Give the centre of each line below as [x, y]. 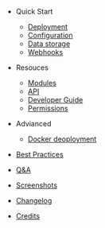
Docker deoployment [62, 139]
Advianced [33, 124]
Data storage [49, 44]
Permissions [48, 108]
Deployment [48, 27]
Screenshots [37, 185]
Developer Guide [55, 100]
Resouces [32, 68]
